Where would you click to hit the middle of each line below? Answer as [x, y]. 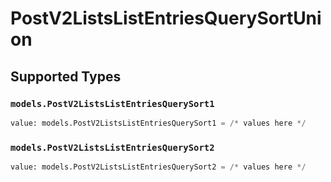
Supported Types [66, 76]
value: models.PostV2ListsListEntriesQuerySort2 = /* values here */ [158, 167]
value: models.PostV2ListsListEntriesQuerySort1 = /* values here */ [158, 123]
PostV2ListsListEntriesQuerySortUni [166, 18]
